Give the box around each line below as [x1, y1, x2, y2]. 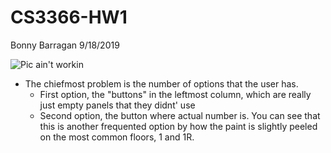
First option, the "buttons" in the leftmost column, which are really [39, 88, 312, 100]
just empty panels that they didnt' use [39, 99, 196, 111]
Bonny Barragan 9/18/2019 [10, 39, 120, 51]
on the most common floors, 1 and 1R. [39, 131, 195, 143]
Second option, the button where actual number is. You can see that [39, 109, 321, 121]
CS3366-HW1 [10, 6, 128, 29]
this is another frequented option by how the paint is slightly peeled [39, 120, 318, 132]
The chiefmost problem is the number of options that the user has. [24, 77, 299, 90]
